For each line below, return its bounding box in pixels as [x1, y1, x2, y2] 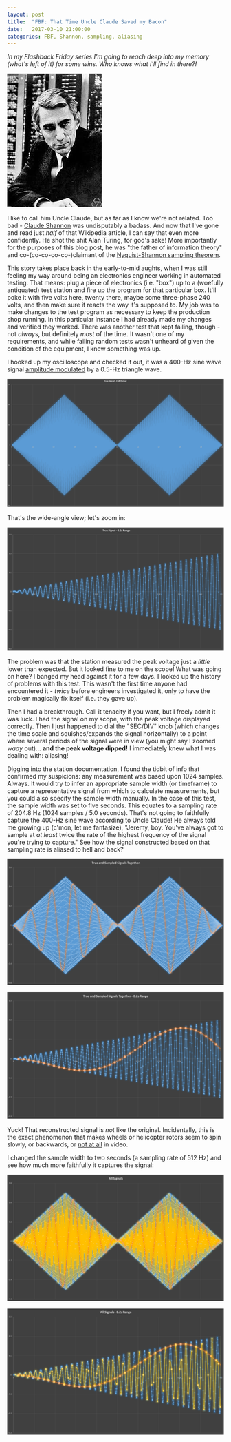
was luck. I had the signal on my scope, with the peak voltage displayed [7, 714, 211, 723]
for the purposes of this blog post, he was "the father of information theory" [7, 243, 222, 251]
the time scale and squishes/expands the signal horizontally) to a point [7, 729, 208, 737]
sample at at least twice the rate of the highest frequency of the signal [7, 830, 207, 838]
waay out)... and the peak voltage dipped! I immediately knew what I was [7, 744, 217, 752]
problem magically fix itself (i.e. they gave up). [7, 694, 139, 702]
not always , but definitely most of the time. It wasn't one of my [7, 330, 185, 338]
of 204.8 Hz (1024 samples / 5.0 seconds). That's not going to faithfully [7, 808, 210, 816]
